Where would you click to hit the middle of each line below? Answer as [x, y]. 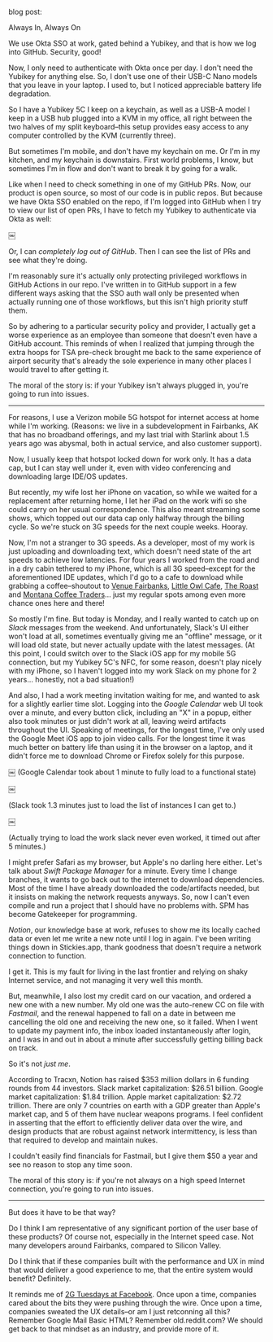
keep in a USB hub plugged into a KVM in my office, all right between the [130, 118]
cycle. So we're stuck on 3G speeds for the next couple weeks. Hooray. [128, 527]
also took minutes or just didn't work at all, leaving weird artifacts [117, 721]
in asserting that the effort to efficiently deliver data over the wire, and [126, 1123]
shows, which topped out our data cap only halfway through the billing [127, 518]
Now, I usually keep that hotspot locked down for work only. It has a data [130, 459]
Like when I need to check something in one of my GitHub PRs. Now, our [130, 184]
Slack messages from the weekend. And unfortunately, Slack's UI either [129, 627]
